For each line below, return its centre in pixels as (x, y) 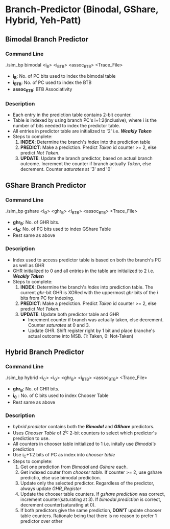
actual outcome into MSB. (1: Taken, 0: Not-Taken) (81, 336)
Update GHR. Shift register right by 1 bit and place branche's (91, 330)
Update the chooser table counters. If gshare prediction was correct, (93, 494)
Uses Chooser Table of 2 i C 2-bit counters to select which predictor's (85, 432)
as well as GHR (29, 265)
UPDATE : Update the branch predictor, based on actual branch (86, 158)
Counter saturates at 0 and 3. (59, 325)
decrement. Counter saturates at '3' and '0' (66, 169)
